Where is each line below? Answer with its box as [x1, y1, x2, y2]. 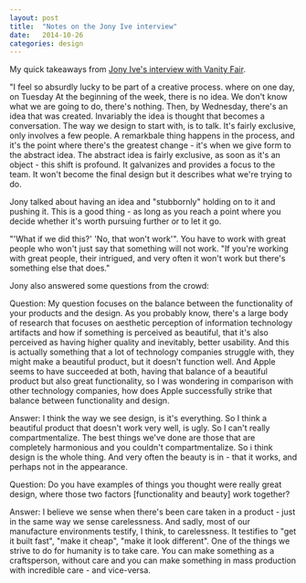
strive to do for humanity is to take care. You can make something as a [9, 546, 275, 556]
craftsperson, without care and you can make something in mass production [9, 555, 297, 567]
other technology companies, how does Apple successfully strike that [9, 386, 272, 397]
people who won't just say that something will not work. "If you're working [9, 243, 290, 254]
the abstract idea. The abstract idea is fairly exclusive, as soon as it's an [9, 150, 281, 161]
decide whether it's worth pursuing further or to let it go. [9, 216, 222, 227]
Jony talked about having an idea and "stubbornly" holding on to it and [9, 196, 276, 207]
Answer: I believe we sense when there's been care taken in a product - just [9, 506, 296, 517]
